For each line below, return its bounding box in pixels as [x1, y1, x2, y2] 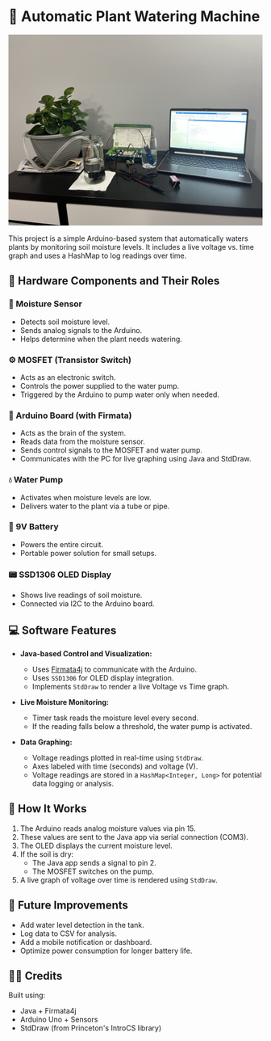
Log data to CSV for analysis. [19, 929, 117, 938]
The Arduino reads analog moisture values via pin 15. [19, 824, 196, 833]
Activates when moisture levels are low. [19, 492, 152, 502]
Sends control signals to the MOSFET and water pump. [19, 445, 203, 455]
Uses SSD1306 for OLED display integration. [31, 672, 174, 682]
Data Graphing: [19, 737, 73, 747]
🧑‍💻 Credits [8, 969, 63, 983]
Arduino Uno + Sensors [19, 1014, 98, 1025]
